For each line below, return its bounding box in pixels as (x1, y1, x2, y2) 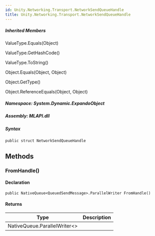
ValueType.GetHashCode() (5, 50, 60, 56)
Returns (5, 201, 22, 207)
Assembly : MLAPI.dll (5, 113, 50, 119)
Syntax (5, 126, 21, 132)
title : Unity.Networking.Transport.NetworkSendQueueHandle (5, 12, 131, 17)
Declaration (5, 179, 30, 186)
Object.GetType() (5, 79, 41, 85)
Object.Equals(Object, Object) (5, 69, 67, 75)
